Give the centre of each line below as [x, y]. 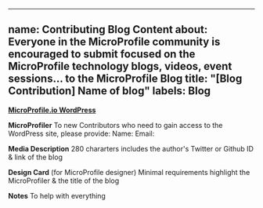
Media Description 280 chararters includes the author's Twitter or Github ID [131, 148]
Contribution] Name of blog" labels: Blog [110, 91]
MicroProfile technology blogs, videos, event [120, 66]
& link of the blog [36, 157]
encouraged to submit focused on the [102, 55]
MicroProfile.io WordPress [52, 110]
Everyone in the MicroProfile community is [114, 42]
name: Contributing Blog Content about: [108, 29]
